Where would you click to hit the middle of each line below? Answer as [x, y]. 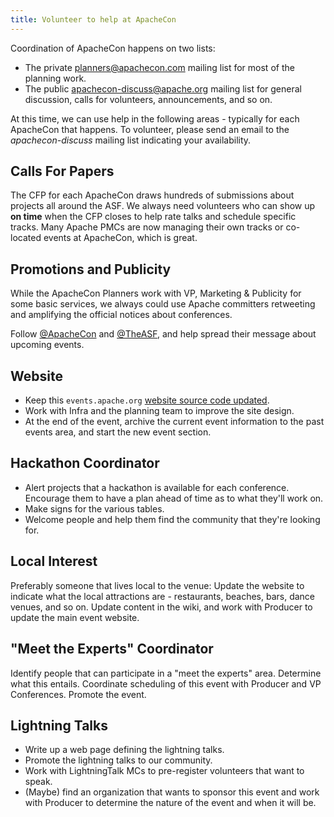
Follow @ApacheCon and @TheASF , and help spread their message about [163, 334]
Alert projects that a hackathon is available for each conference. [157, 487]
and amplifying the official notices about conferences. [121, 315]
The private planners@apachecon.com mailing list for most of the [159, 67]
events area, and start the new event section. [118, 432]
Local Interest [54, 561]
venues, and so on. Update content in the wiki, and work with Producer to [161, 607]
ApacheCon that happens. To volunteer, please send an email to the [150, 129]
